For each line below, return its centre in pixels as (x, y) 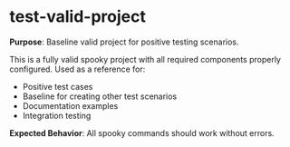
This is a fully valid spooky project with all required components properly (145, 59)
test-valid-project (78, 17)
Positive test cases (58, 86)
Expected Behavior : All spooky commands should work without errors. (142, 132)
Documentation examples (70, 105)
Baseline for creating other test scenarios (100, 96)
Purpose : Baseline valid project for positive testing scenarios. (124, 42)
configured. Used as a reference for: (77, 69)
